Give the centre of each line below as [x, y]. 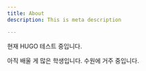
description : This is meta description [64, 20]
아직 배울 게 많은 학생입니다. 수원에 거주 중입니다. [73, 60]
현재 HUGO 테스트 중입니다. [45, 46]
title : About [26, 13]
